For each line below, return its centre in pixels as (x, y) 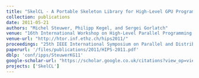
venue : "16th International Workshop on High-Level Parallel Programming (99, 33)
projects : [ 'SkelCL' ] (33, 66)
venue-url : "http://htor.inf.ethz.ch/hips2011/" (67, 39)
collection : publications (38, 17)
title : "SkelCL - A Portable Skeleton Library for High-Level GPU (90, 11)
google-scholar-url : (32, 60)
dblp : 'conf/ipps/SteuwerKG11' (45, 55)
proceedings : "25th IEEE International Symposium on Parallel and (90, 45)
